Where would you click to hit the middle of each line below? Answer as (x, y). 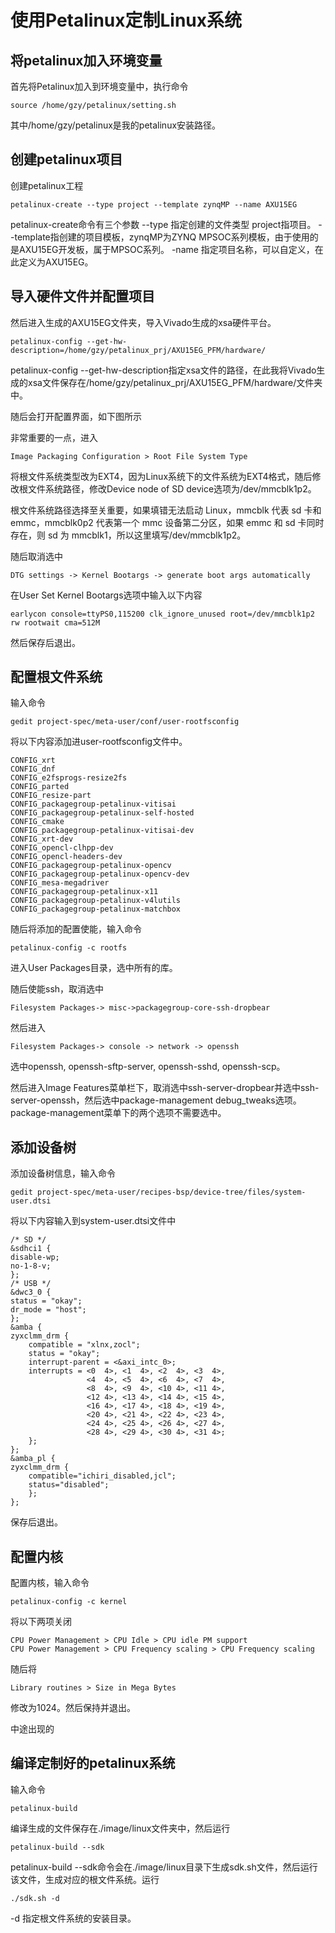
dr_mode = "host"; (48, 1310)
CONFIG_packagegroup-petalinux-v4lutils (96, 901)
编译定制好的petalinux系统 (93, 1763)
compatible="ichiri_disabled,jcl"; (102, 1476)
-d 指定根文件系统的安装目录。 (73, 1918)
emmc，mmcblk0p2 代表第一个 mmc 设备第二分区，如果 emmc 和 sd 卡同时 (167, 522)
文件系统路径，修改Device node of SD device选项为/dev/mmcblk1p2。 (172, 488)
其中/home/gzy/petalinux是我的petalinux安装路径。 (116, 125)
